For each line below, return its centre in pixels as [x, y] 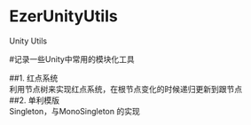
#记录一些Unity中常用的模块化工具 [72, 59]
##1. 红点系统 [34, 78]
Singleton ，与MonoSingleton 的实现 [75, 111]
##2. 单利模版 [35, 100]
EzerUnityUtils [63, 16]
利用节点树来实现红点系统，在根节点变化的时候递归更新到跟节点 [125, 89]
